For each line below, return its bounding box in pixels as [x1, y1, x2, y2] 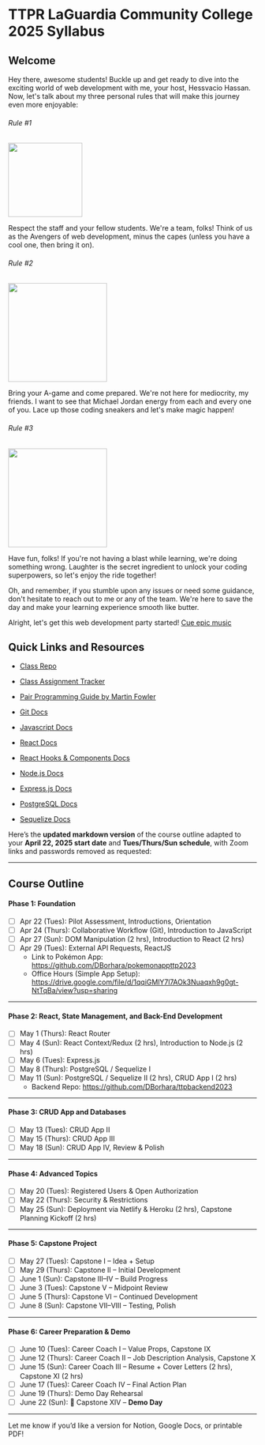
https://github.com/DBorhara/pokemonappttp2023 [31, 961, 196, 970]
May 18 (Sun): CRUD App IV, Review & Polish [19, 1143, 165, 1153]
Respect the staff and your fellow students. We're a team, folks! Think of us [8, 224, 253, 233]
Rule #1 [8, 118, 32, 127]
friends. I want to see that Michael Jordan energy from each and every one [8, 397, 252, 406]
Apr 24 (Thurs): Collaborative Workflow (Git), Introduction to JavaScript [19, 926, 252, 935]
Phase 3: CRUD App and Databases [8, 1108, 126, 1117]
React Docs [19, 738, 58, 747]
